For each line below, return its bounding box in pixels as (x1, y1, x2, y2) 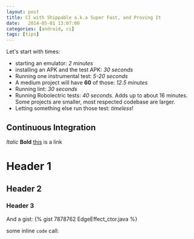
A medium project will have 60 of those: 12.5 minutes (15, 79, 148, 87)
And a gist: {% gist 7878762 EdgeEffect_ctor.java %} (6, 215, 138, 223)
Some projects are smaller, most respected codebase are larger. (15, 98, 176, 106)
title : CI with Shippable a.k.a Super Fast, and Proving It (6, 15, 162, 21)
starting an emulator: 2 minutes (15, 60, 93, 67)
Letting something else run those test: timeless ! (15, 105, 134, 112)
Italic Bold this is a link (6, 138, 62, 145)
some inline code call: (6, 227, 59, 234)
